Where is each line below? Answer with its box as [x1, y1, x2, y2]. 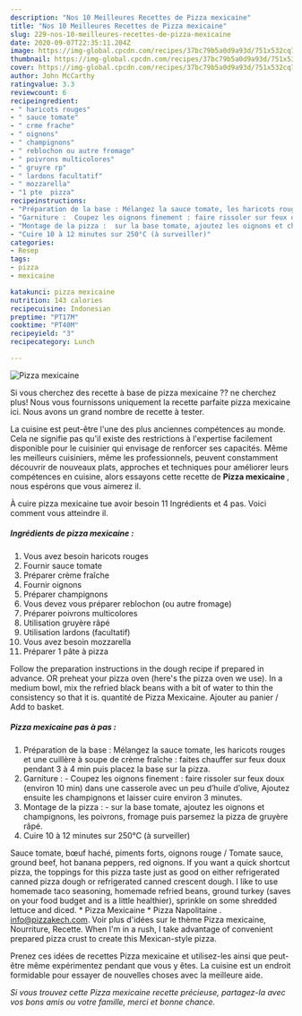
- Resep [10, 246, 39, 255]
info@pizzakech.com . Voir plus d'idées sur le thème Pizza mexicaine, [10, 914, 267, 925]
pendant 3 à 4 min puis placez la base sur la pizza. [22, 763, 211, 774]
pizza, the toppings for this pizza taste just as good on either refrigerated [10, 866, 280, 877]
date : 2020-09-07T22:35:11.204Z [10, 38, 131, 47]
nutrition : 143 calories [10, 296, 103, 305]
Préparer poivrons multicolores [22, 607, 138, 618]
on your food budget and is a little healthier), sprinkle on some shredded [10, 895, 277, 906]
